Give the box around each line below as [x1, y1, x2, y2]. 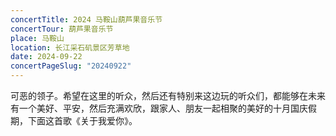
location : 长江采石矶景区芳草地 [10, 42, 130, 53]
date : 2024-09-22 [10, 52, 83, 62]
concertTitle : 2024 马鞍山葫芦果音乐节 [10, 14, 163, 25]
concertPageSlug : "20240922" [10, 61, 132, 71]
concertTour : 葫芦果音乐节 [10, 24, 114, 34]
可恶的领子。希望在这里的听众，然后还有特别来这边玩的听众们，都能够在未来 [10, 90, 326, 101]
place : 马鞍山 [10, 33, 65, 43]
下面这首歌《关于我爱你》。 [27, 115, 138, 126]
